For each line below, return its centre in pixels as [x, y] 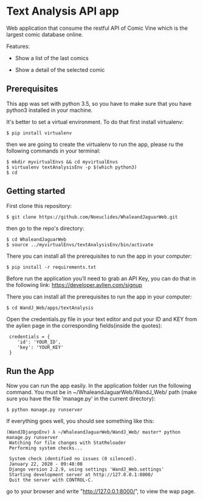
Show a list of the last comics [52, 58]
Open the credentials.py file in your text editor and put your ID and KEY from [102, 319]
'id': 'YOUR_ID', [39, 342]
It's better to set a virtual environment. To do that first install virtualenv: [95, 122]
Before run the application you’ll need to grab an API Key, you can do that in [101, 278]
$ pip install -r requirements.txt [51, 267]
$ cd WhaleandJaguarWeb [36, 239]
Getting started [36, 191]
